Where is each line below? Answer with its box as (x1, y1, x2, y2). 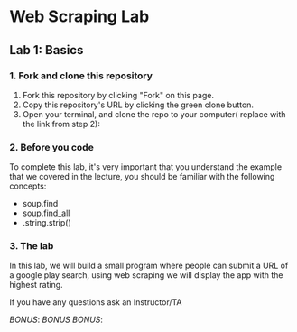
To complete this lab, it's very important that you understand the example (9, 161, 283, 172)
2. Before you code (9, 141, 95, 153)
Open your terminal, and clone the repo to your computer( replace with (22, 108, 286, 119)
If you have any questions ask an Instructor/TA (9, 297, 182, 308)
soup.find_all (22, 207, 70, 218)
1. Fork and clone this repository (9, 69, 153, 82)
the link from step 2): (22, 118, 101, 129)
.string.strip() (22, 217, 72, 228)
